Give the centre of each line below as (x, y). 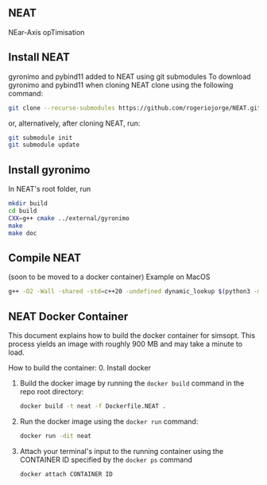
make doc (23, 233)
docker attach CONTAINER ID (66, 474)
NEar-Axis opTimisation (46, 32)
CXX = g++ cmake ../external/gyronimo (69, 218)
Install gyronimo (49, 170)
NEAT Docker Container (68, 316)
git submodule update (44, 145)
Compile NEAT (45, 258)
